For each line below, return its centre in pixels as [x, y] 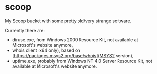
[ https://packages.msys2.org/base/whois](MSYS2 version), [73, 55]
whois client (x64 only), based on [46, 50]
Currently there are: [25, 30]
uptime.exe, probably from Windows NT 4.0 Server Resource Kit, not [82, 61]
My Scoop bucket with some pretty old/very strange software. [68, 21]
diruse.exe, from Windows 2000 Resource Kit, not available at [75, 40]
